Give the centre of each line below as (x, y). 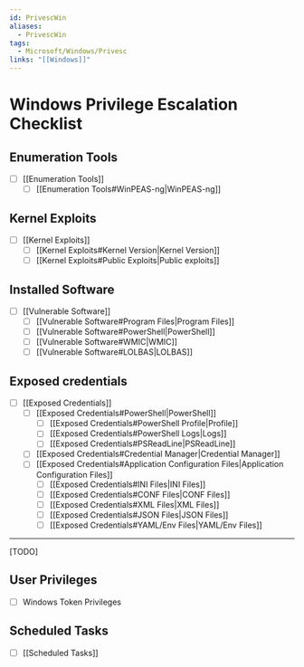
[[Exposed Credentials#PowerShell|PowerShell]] (126, 414)
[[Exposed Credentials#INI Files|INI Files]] (128, 484)
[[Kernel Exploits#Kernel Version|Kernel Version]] (128, 250)
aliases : (26, 26)
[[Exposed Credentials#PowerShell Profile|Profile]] (144, 424)
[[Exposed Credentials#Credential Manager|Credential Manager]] (158, 454)
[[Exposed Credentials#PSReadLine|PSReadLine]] (142, 443)
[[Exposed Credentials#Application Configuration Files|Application (160, 464)
